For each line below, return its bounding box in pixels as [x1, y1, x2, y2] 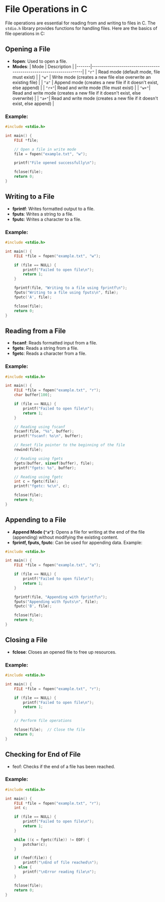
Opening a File [5, 45, 51, 53]
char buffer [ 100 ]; [14, 392, 52, 398]
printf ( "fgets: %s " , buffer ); [14, 465, 77, 470]
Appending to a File [5, 516, 66, 524]
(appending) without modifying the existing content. [12, 534, 119, 540]
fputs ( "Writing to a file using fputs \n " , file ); [14, 290, 119, 295]
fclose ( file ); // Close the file [14, 727, 85, 732]
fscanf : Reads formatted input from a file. [12, 340, 98, 346]
